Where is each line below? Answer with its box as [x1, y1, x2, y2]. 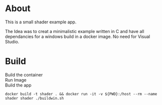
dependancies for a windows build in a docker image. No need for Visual [5, 34, 150, 39]
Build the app [5, 82, 32, 88]
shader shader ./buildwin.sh [5, 96, 64, 101]
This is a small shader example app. [5, 19, 77, 25]
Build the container [5, 71, 43, 78]
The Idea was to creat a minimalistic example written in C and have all [5, 28, 145, 34]
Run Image [5, 77, 27, 83]
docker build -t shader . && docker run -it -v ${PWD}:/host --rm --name [5, 91, 158, 96]
